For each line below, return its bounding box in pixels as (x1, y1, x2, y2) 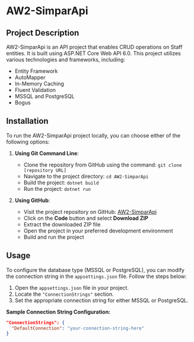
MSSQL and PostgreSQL (14, 93, 75, 100)
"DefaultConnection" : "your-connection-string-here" (11, 325, 145, 331)
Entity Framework (14, 68, 58, 75)
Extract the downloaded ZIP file (23, 220, 101, 228)
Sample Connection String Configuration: (6, 308, 111, 315)
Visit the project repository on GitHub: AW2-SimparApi (23, 208, 157, 215)
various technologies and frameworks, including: (6, 56, 126, 63)
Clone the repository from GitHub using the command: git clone (23, 161, 182, 168)
